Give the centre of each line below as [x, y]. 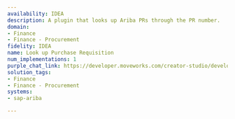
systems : [20, 92]
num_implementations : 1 [42, 59]
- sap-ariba [24, 99]
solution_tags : [29, 72]
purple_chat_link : [34, 66]
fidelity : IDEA [29, 46]
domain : [19, 27]
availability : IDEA [36, 14]
